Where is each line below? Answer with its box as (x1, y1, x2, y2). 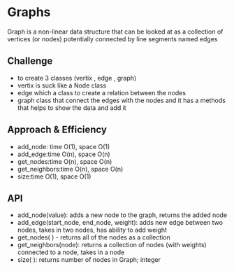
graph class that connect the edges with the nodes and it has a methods (17, 96, 226, 104)
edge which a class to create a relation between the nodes (17, 88, 187, 97)
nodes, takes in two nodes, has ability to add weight (17, 225, 168, 235)
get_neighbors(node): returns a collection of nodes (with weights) (17, 241, 207, 249)
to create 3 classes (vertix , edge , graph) (17, 74, 137, 82)
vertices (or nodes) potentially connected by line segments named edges (7, 34, 218, 43)
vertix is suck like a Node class (17, 81, 107, 90)
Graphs (7, 4, 51, 20)
